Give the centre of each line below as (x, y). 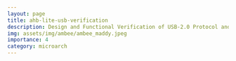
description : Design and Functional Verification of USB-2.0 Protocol (113, 27)
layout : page (26, 14)
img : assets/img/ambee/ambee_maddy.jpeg (67, 33)
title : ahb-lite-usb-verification (58, 20)
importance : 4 (28, 40)
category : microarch (38, 46)
